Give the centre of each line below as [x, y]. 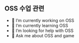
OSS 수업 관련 [24, 9]
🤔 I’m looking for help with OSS [42, 31]
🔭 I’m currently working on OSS [43, 20]
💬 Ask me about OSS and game [43, 35]
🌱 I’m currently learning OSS [40, 25]
